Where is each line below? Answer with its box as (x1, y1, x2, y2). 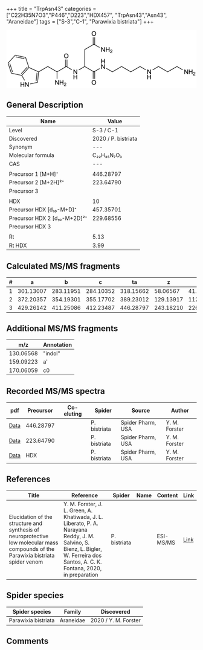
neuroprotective (8, 533, 49, 540)
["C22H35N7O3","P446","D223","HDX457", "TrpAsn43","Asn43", (6, 11, 167, 19)
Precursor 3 (8, 187, 39, 195)
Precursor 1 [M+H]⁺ (8, 170, 59, 178)
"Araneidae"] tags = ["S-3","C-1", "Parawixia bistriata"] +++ (6, 18, 154, 25)
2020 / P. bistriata (92, 135, 138, 142)
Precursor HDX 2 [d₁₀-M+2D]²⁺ (8, 214, 88, 222)
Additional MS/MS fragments (6, 323, 118, 334)
